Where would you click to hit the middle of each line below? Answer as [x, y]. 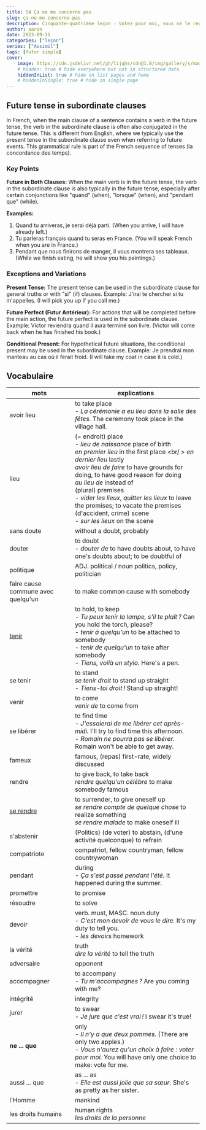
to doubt [87, 541]
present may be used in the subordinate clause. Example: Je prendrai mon [100, 350]
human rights [94, 1110]
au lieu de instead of [104, 482]
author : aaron [25, 29]
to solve [86, 903]
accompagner [30, 981]
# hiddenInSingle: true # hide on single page [78, 80]
